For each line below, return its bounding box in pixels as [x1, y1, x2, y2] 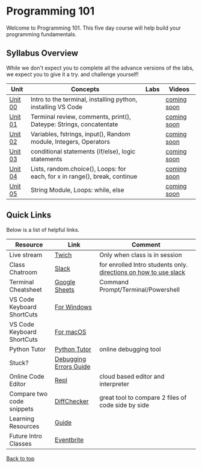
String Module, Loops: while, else [31, 185, 124, 194]
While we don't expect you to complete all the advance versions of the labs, [6, 64, 194, 71]
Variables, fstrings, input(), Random [31, 130, 130, 138]
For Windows [55, 303, 92, 311]
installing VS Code [31, 103, 83, 111]
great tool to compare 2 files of [99, 393, 187, 402]
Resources [9, 422, 40, 430]
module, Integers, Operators [31, 137, 110, 146]
